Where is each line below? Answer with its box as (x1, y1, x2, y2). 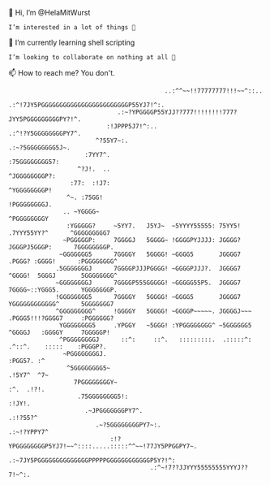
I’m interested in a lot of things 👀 (8, 24, 136, 32)
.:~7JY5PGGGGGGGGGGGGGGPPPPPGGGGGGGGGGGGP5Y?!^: (8, 457, 176, 465)
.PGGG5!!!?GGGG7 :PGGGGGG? (8, 314, 114, 323)
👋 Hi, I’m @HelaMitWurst (8, 8, 91, 17)
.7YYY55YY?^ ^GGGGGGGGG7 (8, 229, 111, 237)
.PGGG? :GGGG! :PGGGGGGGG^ (8, 258, 118, 266)
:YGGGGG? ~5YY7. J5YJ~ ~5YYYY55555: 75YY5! (66, 222, 242, 230)
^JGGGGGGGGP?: (8, 172, 57, 180)
